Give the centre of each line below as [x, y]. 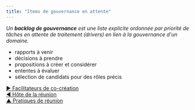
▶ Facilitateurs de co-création [42, 88]
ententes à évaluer [37, 70]
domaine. [18, 40]
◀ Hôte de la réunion [31, 94]
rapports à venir [34, 52]
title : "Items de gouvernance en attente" [59, 11]
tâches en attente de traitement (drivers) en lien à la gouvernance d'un [92, 34]
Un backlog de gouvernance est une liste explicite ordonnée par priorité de [97, 28]
